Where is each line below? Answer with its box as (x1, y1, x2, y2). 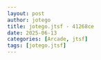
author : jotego (7, 17, 51, 23)
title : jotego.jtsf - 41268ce (7, 23, 95, 30)
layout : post (7, 10, 45, 17)
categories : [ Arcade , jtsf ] (7, 36, 89, 43)
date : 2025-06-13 (7, 29, 57, 37)
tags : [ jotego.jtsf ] (7, 42, 67, 49)
